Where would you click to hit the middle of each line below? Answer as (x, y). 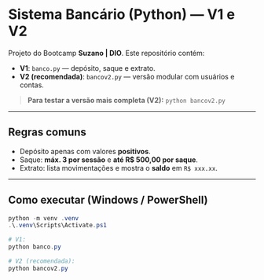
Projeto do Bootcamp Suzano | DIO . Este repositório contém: (106, 53)
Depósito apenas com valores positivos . (85, 151)
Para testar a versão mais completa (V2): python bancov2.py (126, 100)
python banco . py (35, 247)
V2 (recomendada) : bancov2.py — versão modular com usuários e (127, 76)
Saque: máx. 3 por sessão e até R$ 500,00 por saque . (109, 160)
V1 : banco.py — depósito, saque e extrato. (87, 68)
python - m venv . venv (44, 218)
